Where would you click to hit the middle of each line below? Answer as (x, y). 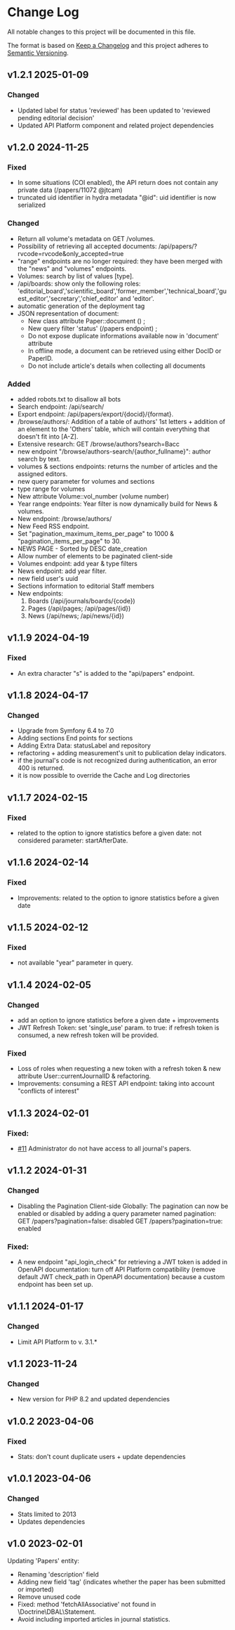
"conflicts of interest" (48, 1091)
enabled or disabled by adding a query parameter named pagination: (116, 1213)
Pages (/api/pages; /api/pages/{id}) (79, 608)
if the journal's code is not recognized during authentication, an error (117, 761)
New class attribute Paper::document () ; (87, 321)
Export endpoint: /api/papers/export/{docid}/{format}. (95, 414)
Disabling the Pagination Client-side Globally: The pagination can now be (123, 1206)
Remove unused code (49, 1596)
